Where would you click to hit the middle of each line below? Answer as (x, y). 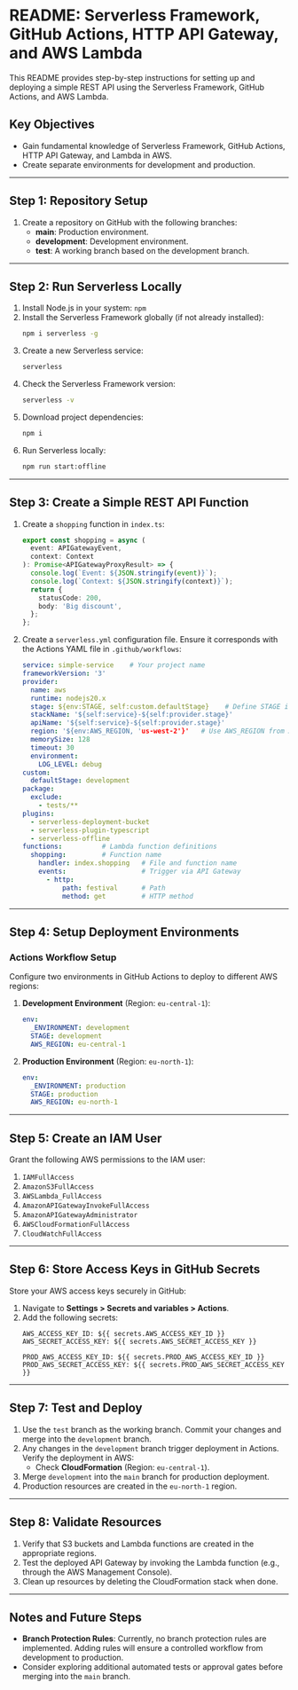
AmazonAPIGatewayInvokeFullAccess (86, 1206)
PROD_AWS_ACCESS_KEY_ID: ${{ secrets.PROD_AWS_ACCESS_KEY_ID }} (143, 1357)
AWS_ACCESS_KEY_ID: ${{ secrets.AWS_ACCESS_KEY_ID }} (123, 1333)
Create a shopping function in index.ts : (94, 523)
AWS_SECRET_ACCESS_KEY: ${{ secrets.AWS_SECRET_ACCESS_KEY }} (139, 1341)
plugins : (38, 814)
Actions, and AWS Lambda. (59, 96)
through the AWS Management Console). (97, 1572)
